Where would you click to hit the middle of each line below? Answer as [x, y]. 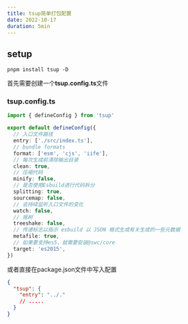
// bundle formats [40, 147]
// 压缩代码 [28, 173]
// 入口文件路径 [33, 134]
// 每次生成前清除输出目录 [46, 160]
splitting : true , [38, 192]
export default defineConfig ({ [52, 128]
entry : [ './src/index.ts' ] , [53, 141]
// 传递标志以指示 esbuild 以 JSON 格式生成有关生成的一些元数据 [97, 230]
